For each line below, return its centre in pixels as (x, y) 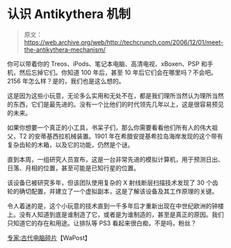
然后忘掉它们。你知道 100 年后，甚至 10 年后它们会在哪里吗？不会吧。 (118, 72)
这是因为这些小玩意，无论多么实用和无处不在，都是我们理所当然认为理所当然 (115, 95)
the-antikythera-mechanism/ (65, 50)
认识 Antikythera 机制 (69, 14)
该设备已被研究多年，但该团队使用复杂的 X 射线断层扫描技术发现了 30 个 (110, 183)
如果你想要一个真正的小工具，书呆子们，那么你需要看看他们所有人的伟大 (109, 127)
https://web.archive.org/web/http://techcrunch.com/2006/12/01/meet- (123, 42)
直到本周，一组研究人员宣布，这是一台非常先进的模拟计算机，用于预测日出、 (115, 159)
